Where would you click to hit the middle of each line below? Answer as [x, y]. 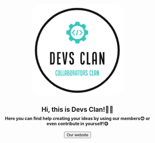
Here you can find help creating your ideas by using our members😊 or [77, 118]
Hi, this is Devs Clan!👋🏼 [77, 109]
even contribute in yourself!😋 [77, 123]
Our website [77, 135]
